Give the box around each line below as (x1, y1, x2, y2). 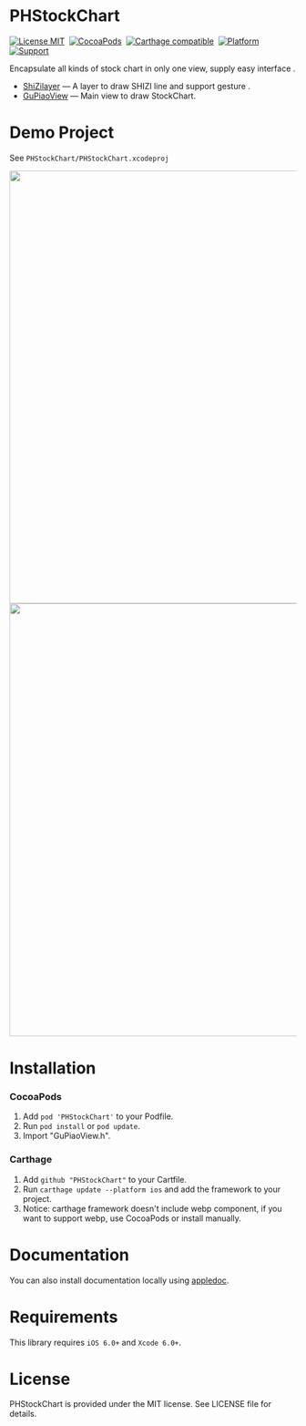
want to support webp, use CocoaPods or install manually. (22, 1213, 241, 1224)
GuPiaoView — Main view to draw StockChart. (22, 90, 197, 101)
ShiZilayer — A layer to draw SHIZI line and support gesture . (22, 80, 250, 91)
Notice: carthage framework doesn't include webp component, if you (22, 1203, 282, 1214)
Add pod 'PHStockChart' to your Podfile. (22, 1111, 174, 1122)
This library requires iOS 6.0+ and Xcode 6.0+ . (9, 1337, 182, 1348)
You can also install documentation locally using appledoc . (9, 1275, 229, 1286)
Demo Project (9, 122, 115, 143)
